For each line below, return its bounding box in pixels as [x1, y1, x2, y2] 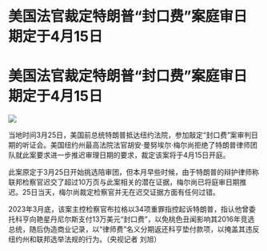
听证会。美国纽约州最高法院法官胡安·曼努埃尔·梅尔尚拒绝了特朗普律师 [22, 140, 251, 150]
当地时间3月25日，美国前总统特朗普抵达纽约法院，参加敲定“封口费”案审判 [8, 130, 252, 140]
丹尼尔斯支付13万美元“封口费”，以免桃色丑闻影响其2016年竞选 [50, 214, 255, 225]
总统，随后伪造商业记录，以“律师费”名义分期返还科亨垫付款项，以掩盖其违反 [8, 225, 260, 234]
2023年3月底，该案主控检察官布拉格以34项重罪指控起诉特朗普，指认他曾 [8, 204, 249, 214]
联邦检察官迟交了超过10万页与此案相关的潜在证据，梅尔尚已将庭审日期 [8, 177, 240, 187]
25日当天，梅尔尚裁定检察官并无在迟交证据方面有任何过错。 [22, 188, 220, 197]
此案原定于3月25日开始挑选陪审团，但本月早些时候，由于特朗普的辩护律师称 [8, 168, 260, 177]
